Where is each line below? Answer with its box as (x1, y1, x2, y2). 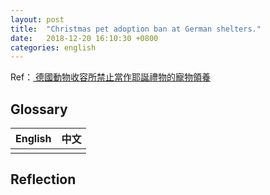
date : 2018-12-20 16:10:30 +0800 (10, 33, 159, 43)
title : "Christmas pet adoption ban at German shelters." (10, 24, 262, 34)
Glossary (10, 101, 68, 118)
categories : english (10, 42, 97, 53)
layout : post (10, 14, 65, 25)
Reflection (10, 171, 77, 188)
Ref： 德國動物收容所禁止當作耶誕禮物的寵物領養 (10, 71, 212, 83)
